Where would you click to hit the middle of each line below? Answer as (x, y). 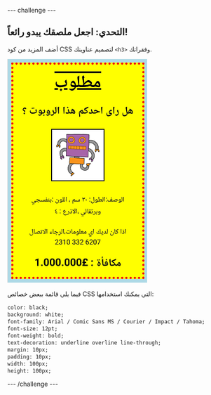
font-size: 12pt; (33, 329)
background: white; (36, 315)
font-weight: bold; (36, 336)
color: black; (28, 307)
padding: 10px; (29, 357)
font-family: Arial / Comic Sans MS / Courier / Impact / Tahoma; (106, 322)
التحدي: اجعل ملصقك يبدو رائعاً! (68, 32)
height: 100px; (29, 371)
